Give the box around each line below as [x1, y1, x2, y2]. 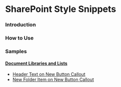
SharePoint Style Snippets [5, 3, 116, 15]
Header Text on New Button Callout [12, 71, 86, 78]
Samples [5, 48, 27, 55]
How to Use [5, 35, 34, 42]
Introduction [5, 21, 36, 28]
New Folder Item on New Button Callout [12, 77, 94, 83]
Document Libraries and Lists [5, 60, 67, 66]
